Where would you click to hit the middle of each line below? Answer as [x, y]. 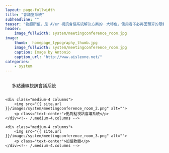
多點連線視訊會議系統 [34, 86]
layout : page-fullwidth [30, 10]
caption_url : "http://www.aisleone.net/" [58, 57]
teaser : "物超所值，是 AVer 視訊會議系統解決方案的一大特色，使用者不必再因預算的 [82, 24]
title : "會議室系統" [25, 15]
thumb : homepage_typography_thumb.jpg [56, 43]
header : [13, 29]
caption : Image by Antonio [43, 52]
